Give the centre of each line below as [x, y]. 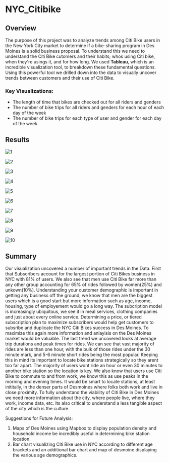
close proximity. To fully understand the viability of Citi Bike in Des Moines [82, 392]
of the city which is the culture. [37, 408]
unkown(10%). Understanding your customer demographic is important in [82, 290]
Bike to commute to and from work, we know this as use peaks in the [77, 376]
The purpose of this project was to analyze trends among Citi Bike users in [83, 40]
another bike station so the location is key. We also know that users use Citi [83, 371]
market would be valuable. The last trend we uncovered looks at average [81, 338]
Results [17, 140]
